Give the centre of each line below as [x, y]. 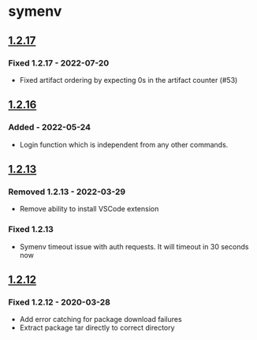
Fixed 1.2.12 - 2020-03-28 [59, 302]
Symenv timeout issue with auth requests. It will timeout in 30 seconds [134, 246]
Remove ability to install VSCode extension [89, 209]
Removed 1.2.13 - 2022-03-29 [67, 192]
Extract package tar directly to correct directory [97, 328]
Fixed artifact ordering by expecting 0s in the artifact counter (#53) [128, 80]
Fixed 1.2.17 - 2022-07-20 [59, 63]
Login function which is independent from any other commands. [124, 144]
